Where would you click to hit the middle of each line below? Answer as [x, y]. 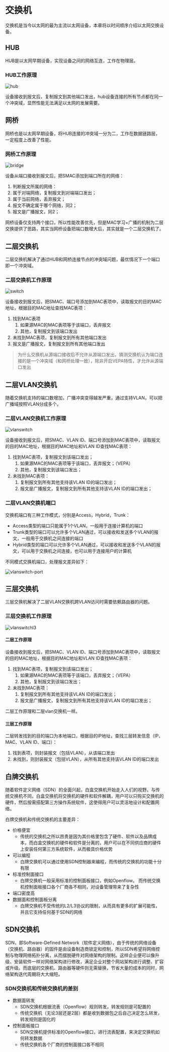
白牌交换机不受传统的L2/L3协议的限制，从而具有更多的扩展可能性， [90, 906]
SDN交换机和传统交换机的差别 [42, 988]
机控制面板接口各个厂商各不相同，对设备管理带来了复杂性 [79, 887]
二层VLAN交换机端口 [31, 503]
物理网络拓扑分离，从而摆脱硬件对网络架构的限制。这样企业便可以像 [84, 955]
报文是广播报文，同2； [36, 212]
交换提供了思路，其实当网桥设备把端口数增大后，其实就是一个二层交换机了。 [84, 229]
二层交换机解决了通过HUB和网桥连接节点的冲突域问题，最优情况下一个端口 [82, 259]
